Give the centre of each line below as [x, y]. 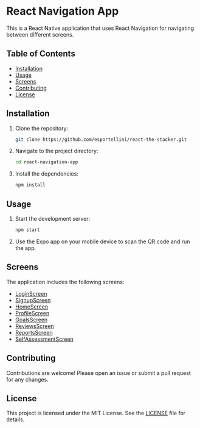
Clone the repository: [42, 128]
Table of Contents [41, 54]
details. [16, 419]
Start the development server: [53, 219]
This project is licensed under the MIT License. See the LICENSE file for [96, 413]
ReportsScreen [34, 332]
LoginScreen [31, 293]
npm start [28, 230]
